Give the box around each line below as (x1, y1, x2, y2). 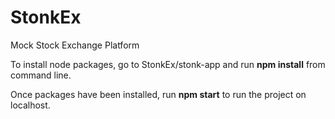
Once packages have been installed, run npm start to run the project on (10, 88, 307, 100)
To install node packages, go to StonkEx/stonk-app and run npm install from (10, 58, 326, 70)
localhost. (10, 99, 51, 111)
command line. (10, 69, 72, 81)
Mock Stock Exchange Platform (10, 39, 140, 51)
